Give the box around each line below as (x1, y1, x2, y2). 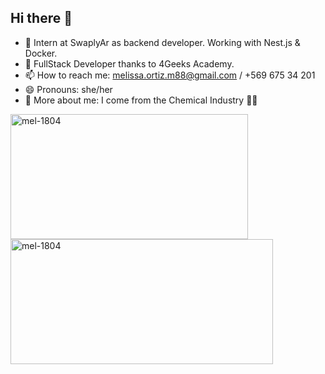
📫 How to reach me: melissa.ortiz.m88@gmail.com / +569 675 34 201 (24, 69, 316, 81)
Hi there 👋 (10, 10, 73, 27)
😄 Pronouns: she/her (24, 83, 113, 95)
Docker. (24, 47, 58, 59)
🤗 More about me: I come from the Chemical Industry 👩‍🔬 (24, 94, 258, 106)
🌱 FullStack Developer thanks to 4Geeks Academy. (24, 57, 235, 70)
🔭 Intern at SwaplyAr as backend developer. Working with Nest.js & (24, 36, 301, 48)
